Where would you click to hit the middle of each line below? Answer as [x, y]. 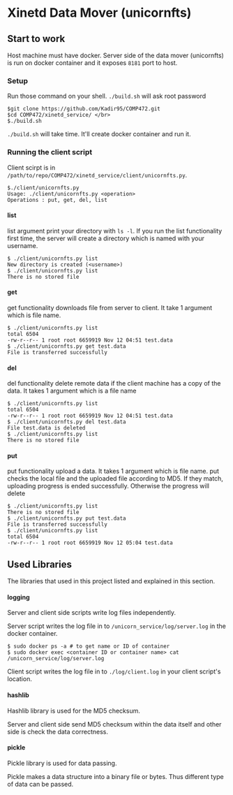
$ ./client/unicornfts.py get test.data [67, 347]
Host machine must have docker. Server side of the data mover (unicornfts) [116, 55]
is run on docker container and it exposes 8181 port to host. [92, 63]
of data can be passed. [40, 784]
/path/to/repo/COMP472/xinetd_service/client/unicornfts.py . [97, 175]
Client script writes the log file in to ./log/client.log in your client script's [114, 671]
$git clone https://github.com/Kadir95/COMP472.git [84, 109]
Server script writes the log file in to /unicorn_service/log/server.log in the [117, 626]
